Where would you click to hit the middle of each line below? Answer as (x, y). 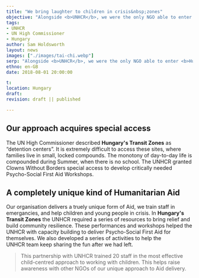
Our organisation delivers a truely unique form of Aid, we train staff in (91, 207)
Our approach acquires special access (78, 129)
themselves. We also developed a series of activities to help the (84, 238)
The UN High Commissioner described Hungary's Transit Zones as (89, 143)
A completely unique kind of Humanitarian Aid (93, 193)
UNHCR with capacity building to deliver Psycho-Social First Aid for (89, 232)
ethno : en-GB (22, 67)
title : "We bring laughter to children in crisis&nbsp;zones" (84, 12)
